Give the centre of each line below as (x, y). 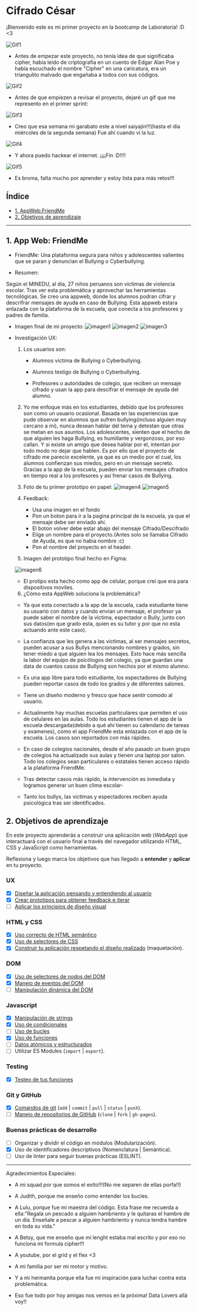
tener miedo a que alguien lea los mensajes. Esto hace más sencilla (105, 653)
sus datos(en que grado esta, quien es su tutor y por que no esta (102, 623)
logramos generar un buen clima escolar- (73, 785)
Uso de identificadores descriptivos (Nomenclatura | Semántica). (93, 1149)
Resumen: (27, 272)
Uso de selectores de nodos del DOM (60, 976)
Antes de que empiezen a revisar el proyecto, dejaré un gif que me (95, 97)
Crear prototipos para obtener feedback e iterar (72, 900)
